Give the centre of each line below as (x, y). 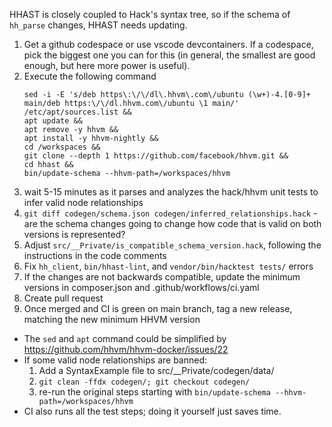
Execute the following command (90, 76)
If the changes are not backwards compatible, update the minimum (162, 277)
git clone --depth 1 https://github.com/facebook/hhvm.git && (156, 156)
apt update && (53, 121)
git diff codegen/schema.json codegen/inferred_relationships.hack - (170, 213)
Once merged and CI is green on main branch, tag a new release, (158, 308)
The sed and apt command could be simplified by (125, 338)
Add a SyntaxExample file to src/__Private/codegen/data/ (156, 370)
